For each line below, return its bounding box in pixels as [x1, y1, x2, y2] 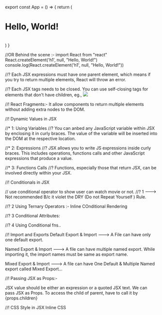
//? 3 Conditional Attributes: [5, 212, 60, 218]
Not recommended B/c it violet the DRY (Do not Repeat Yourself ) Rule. [5, 194, 146, 200]
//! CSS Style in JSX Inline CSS [5, 304, 66, 310]
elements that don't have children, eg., [5, 92, 82, 98]
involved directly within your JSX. [5, 170, 72, 175]
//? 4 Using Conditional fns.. [5, 222, 61, 228]
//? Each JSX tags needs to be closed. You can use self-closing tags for [5, 86, 148, 92]
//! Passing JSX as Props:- [5, 275, 58, 281]
